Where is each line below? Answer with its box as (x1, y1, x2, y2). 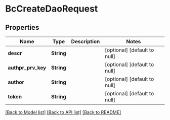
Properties (5, 23, 39, 32)
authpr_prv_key (8, 64, 47, 71)
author (8, 79, 24, 86)
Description (71, 38, 100, 45)
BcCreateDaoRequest (5, 3, 98, 15)
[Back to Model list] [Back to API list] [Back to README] (5, 109, 121, 115)
